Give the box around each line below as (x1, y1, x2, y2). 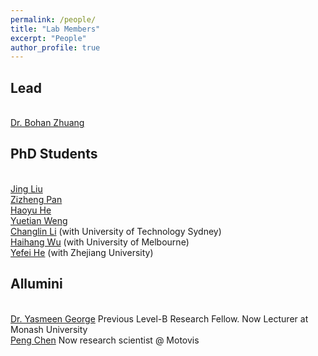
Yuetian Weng (10, 214, 68, 226)
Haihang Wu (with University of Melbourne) (10, 236, 190, 248)
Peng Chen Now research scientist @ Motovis (10, 334, 200, 346)
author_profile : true (10, 42, 101, 53)
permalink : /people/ (10, 14, 97, 25)
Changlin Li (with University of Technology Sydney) (10, 225, 222, 237)
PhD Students (10, 146, 98, 163)
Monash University (10, 323, 88, 335)
